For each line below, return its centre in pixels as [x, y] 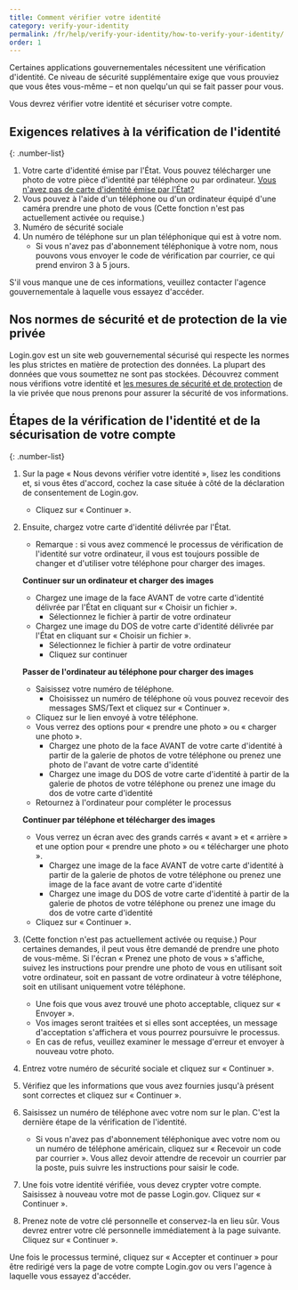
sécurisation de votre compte [93, 435]
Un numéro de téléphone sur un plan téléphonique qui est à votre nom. [152, 237]
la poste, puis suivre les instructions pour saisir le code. [137, 1167]
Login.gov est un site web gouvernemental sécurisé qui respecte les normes [149, 355]
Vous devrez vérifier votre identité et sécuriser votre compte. [121, 104]
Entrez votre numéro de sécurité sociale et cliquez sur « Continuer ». [148, 1068]
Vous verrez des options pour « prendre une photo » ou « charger [156, 726]
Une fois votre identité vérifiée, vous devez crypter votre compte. [142, 1184]
